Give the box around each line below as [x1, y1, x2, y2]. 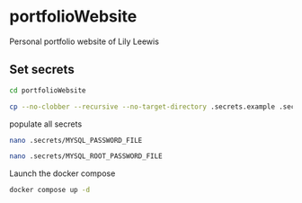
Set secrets [9, 62, 75, 77]
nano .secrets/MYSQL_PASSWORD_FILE [9, 136, 143, 145]
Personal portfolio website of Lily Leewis [9, 36, 160, 47]
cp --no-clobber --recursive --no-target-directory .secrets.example [9, 101, 276, 111]
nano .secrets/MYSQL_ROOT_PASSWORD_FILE [9, 152, 164, 161]
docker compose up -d [9, 186, 91, 195]
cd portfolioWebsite [9, 85, 87, 95]
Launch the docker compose [9, 168, 116, 179]
